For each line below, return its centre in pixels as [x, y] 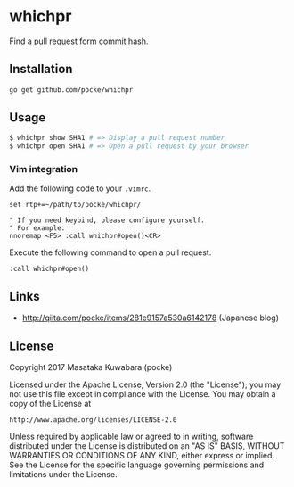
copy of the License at [50, 404]
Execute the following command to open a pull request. [110, 252]
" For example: [37, 228]
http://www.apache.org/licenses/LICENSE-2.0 [93, 420]
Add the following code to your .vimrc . [80, 188]
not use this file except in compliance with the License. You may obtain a [143, 394]
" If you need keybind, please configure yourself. [107, 220]
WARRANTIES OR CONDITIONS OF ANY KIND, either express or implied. [142, 456]
